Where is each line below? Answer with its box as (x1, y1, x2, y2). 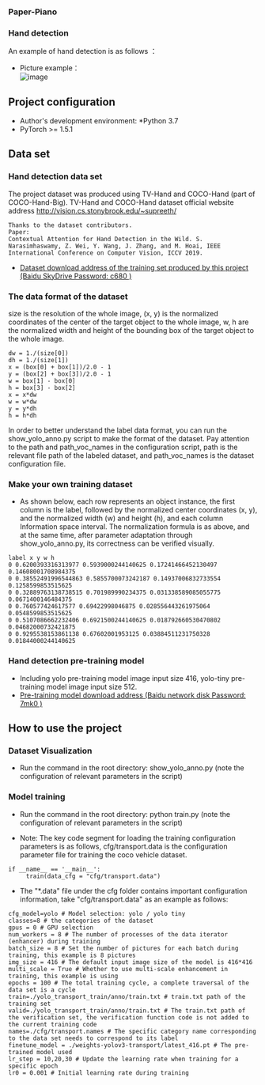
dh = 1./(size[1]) (8, 357, 69, 365)
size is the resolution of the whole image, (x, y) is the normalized (8, 309, 219, 319)
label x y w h (8, 554, 55, 562)
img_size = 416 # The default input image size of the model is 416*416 (8, 958, 253, 966)
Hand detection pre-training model (8, 656, 145, 667)
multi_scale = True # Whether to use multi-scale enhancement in (8, 965, 228, 973)
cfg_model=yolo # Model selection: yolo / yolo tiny (8, 909, 186, 917)
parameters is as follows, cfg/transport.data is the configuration (19, 841, 228, 851)
